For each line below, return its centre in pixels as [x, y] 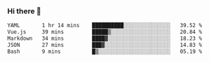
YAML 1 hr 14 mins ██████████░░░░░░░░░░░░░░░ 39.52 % [104, 26]
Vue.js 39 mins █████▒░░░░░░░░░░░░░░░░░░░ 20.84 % [104, 32]
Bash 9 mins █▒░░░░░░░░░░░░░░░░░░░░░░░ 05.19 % [104, 52]
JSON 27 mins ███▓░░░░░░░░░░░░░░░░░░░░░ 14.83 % [104, 45]
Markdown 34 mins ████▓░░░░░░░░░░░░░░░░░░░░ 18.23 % [104, 39]
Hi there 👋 [25, 11]
